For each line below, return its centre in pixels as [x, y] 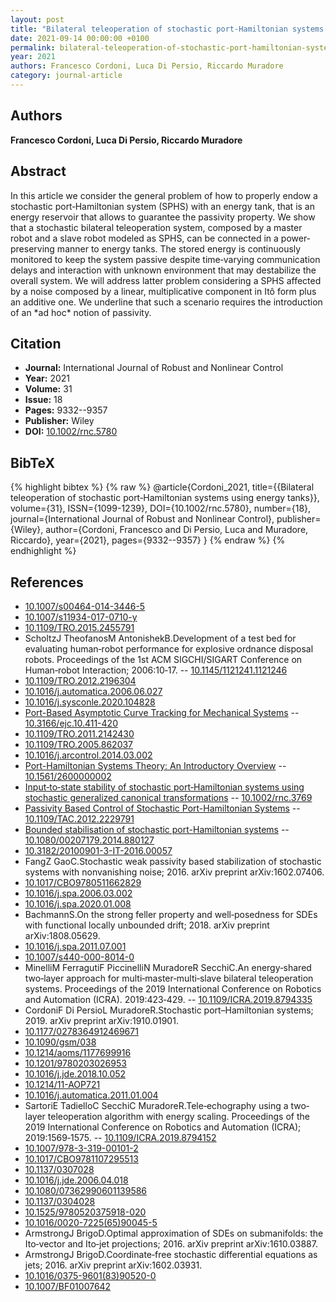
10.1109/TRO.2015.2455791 [79, 627]
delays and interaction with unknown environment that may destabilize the [163, 270]
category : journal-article [66, 76]
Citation [36, 343]
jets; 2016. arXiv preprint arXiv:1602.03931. [113, 1265]
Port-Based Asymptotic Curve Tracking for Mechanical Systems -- [162, 712]
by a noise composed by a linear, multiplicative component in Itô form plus [163, 291]
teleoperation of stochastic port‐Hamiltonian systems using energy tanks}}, [165, 498]
